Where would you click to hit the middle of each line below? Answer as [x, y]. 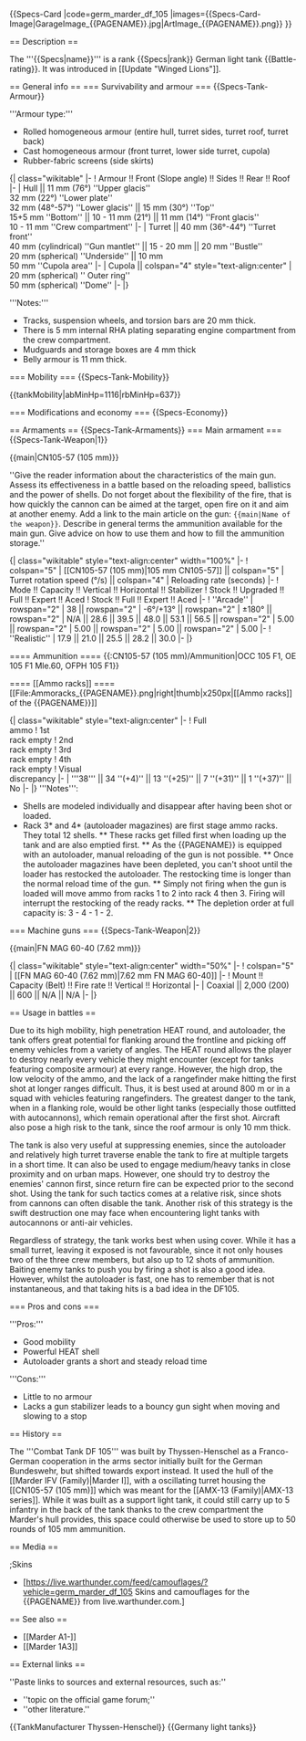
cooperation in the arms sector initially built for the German [152, 1461]
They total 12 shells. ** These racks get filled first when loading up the [154, 835]
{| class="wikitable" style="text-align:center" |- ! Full [108, 720]
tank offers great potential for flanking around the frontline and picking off [148, 1040]
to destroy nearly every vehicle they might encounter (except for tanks [142, 1059]
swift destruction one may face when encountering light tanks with [135, 1213]
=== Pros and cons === [55, 1306]
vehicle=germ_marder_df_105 [78, 1592]
